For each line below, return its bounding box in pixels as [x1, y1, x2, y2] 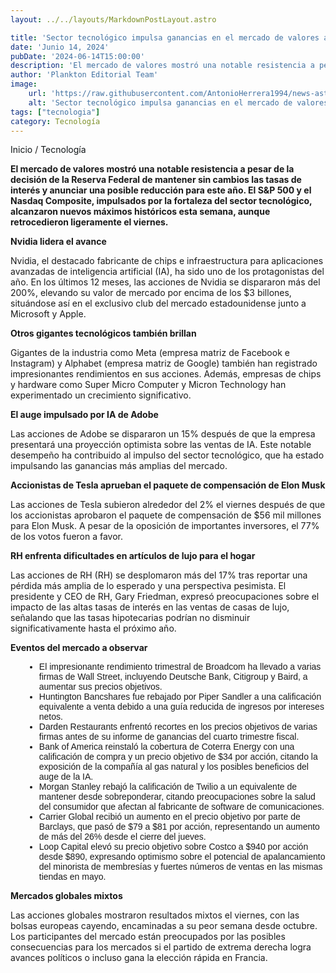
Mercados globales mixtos [10, 890, 123, 902]
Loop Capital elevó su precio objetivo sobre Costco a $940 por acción [38, 841, 309, 853]
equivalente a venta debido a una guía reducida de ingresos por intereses [38, 701, 325, 713]
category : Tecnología [10, 116, 101, 126]
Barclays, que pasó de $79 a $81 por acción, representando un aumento [38, 821, 320, 833]
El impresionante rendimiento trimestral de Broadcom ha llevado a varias [38, 661, 322, 673]
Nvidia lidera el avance [10, 236, 107, 248]
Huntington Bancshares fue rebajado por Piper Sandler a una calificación [38, 691, 322, 703]
